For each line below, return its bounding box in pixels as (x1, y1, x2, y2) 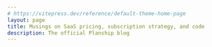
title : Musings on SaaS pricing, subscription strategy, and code (7, 23, 205, 30)
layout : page (7, 17, 45, 23)
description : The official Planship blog (7, 29, 130, 37)
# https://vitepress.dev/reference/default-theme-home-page (7, 10, 187, 17)
